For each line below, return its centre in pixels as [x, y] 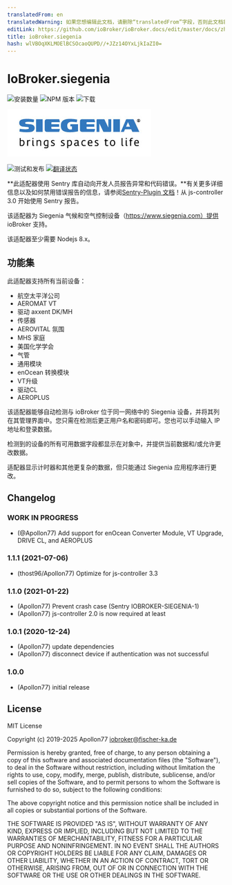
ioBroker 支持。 [29, 225]
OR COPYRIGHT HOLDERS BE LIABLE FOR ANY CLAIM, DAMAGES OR [107, 853]
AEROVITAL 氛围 [40, 328]
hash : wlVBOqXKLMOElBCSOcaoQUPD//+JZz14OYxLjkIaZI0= [85, 44]
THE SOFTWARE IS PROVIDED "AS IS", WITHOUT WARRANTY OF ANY [108, 823]
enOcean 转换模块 [43, 372]
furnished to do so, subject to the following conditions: [85, 789]
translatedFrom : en [35, 15]
